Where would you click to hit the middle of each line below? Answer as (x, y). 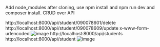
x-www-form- (135, 28)
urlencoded (17, 33)
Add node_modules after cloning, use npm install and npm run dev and (80, 7)
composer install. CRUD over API (40, 13)
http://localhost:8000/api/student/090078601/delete (61, 23)
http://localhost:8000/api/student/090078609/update (62, 28)
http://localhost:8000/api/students (86, 33)
